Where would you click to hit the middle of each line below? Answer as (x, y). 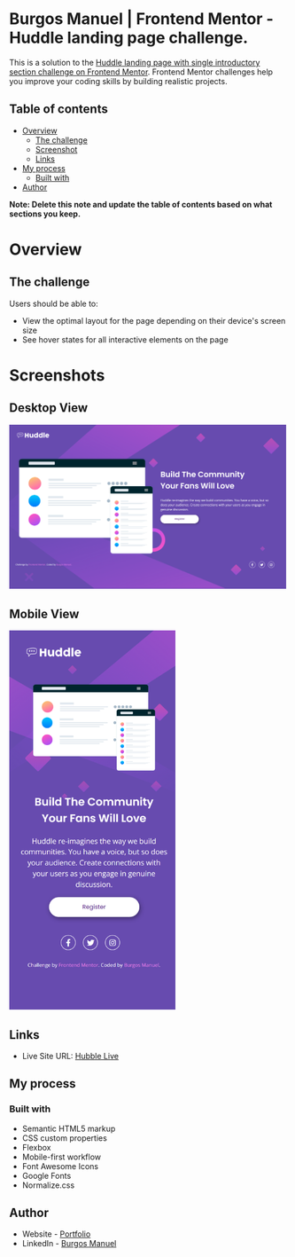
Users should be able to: (54, 303)
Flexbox (36, 1147)
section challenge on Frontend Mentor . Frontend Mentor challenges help (141, 72)
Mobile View (44, 613)
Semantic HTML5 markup (69, 1128)
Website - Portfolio (56, 1234)
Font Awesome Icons (60, 1166)
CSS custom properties (65, 1138)
